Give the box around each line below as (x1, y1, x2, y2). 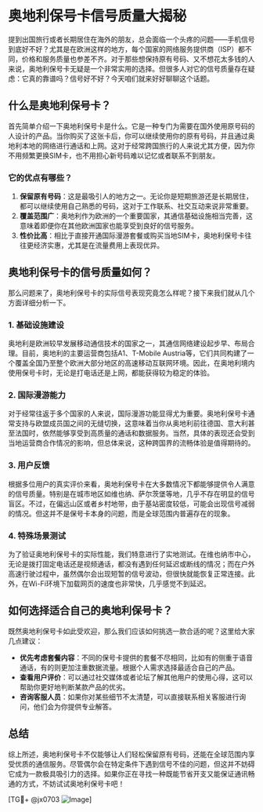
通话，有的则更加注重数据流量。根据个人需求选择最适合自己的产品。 (19, 662, 240, 672)
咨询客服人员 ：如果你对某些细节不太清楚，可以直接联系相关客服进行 (19, 692, 240, 701)
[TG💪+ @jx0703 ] (8, 794, 92, 804)
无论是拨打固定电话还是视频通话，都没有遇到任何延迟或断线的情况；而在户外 (8, 559, 255, 569)
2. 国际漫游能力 (8, 390, 67, 401)
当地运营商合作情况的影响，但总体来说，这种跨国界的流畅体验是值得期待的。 (8, 439, 255, 448)
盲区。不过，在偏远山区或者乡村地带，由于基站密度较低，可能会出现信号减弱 (8, 499, 255, 508)
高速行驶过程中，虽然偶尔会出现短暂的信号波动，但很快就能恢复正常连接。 (8, 570, 248, 579)
